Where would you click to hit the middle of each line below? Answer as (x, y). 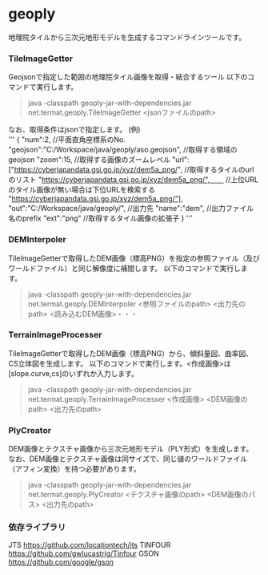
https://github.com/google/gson (61, 562)
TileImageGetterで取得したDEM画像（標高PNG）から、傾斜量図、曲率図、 (131, 353)
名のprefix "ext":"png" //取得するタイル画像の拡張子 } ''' (101, 218)
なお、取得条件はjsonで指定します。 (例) (75, 130)
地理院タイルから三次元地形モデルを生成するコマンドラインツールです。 (127, 37)
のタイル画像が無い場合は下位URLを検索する (82, 190)
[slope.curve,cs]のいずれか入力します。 (73, 373)
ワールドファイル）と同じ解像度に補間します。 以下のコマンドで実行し (125, 268)
